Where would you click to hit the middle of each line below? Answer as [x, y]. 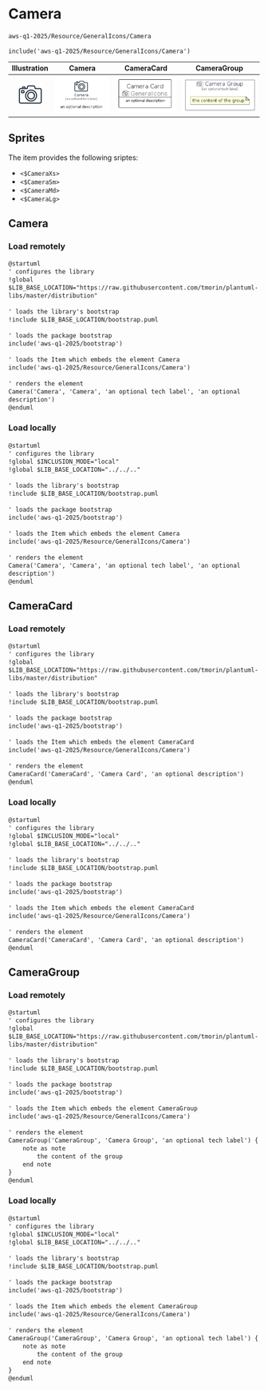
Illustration [30, 68]
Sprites [27, 138]
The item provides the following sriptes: [73, 158]
